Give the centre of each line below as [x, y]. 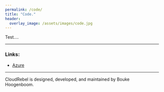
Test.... [12, 37]
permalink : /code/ [24, 10]
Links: [12, 54]
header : [13, 19]
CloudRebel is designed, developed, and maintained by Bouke [67, 79]
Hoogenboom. [20, 84]
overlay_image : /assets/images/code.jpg [51, 23]
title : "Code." [20, 14]
